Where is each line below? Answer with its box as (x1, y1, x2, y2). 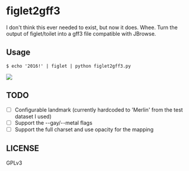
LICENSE (6, 144, 40, 154)
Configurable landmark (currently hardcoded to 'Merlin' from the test (14, 106, 183, 113)
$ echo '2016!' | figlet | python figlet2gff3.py (6, 63, 132, 69)
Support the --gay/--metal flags (14, 119, 93, 126)
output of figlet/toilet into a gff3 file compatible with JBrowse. (6, 30, 156, 37)
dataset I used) (14, 113, 52, 120)
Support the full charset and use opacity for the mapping (14, 126, 154, 133)
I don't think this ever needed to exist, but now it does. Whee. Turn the (6, 24, 178, 31)
